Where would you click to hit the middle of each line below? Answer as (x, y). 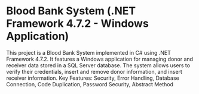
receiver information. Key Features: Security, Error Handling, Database (93, 78)
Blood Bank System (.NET (71, 11)
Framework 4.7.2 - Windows (78, 23)
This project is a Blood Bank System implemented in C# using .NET (89, 52)
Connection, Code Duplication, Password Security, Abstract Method (90, 84)
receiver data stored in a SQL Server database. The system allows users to (98, 65)
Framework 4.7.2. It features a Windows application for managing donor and (99, 59)
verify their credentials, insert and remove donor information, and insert (94, 71)
